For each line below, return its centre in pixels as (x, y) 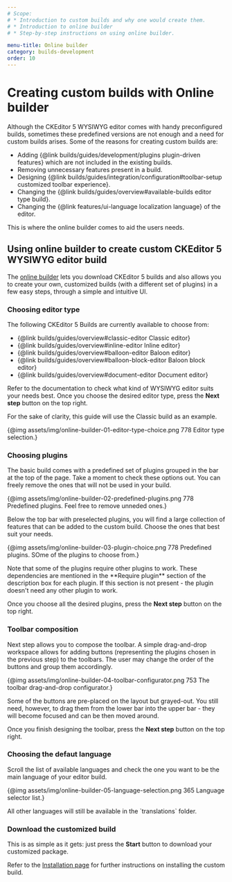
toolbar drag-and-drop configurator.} (60, 687)
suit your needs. (30, 534)
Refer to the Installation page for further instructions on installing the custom (116, 865)
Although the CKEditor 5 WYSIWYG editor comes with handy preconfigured (115, 126)
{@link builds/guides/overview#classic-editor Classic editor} (104, 338)
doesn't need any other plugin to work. (62, 591)
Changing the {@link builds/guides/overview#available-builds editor (114, 192)
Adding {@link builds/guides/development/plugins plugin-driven (109, 155)
